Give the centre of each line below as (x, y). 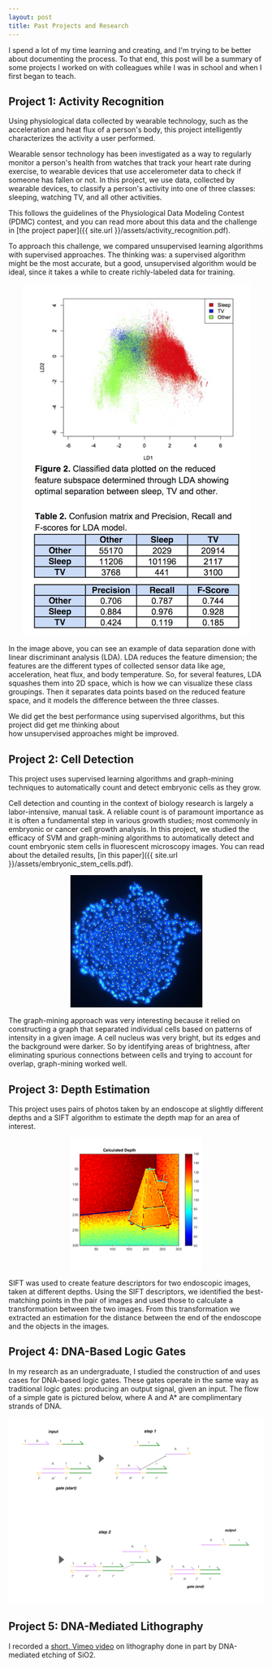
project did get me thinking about (64, 725)
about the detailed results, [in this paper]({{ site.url (93, 856)
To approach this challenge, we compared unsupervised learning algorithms (136, 246)
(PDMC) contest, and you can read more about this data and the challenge (133, 222)
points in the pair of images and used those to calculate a (138, 1300)
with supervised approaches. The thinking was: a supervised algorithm (127, 255)
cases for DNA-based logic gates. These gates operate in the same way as (134, 1380)
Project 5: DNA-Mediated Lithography (106, 1627)
